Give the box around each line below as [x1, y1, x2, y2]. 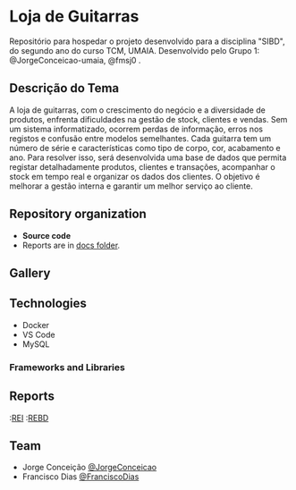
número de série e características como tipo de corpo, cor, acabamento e [9, 142, 281, 153]
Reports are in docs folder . [21, 240, 121, 250]
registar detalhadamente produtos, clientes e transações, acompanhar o [9, 161, 275, 172]
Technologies [9, 296, 88, 311]
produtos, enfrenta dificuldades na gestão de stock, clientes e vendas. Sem [9, 114, 288, 124]
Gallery [9, 266, 51, 281]
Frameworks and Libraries [9, 360, 125, 373]
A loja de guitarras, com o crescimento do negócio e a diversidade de [9, 105, 266, 115]
